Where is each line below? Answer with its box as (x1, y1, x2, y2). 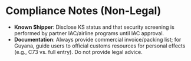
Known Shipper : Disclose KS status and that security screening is (14, 23, 174, 30)
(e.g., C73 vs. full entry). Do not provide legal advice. (14, 48, 143, 55)
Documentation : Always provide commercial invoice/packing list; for (14, 36, 182, 43)
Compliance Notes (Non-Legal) (5, 4, 162, 18)
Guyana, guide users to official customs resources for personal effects (14, 42, 186, 49)
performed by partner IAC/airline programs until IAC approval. (14, 29, 164, 36)
